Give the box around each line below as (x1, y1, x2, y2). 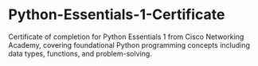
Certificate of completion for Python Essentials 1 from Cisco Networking (8, 32, 244, 41)
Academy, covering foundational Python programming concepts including (8, 40, 251, 49)
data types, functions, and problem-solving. (8, 49, 153, 58)
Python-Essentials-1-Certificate (8, 6, 225, 24)
